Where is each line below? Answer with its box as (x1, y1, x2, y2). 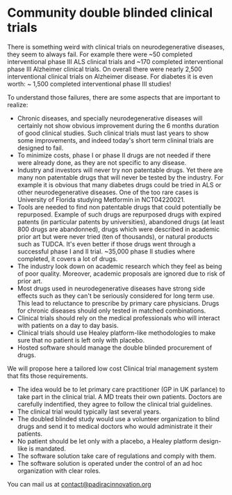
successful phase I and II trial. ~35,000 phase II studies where (17, 247, 196, 256)
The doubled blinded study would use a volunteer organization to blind (17, 414, 220, 423)
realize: (7, 100, 28, 109)
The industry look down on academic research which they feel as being (17, 262, 222, 270)
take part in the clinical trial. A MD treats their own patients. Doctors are (17, 392, 222, 401)
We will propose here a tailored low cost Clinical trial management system (7, 364, 219, 372)
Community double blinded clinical (7, 5, 213, 21)
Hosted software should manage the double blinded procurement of (17, 343, 213, 352)
